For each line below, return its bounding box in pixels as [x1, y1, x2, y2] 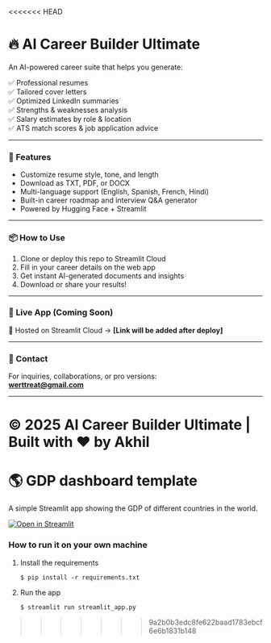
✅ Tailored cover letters [8, 86, 87, 96]
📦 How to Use [8, 232, 66, 244]
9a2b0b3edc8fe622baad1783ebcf [148, 617, 264, 627]
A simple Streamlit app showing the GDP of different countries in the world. [8, 503, 258, 513]
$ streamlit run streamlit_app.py [19, 603, 136, 612]
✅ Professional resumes [8, 77, 89, 87]
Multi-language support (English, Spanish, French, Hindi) [19, 187, 210, 197]
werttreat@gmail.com [8, 380, 85, 390]
